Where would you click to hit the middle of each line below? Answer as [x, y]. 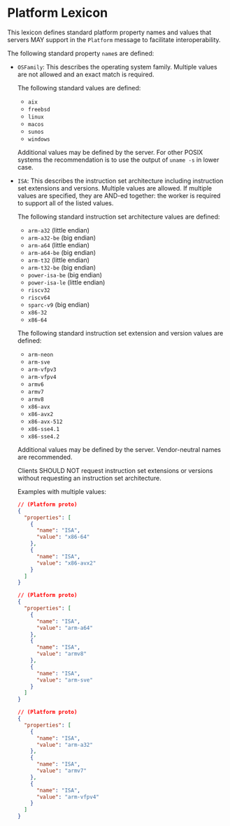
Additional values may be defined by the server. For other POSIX [110, 152]
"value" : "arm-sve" [64, 680]
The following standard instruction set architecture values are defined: [118, 216]
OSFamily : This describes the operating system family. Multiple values [117, 67]
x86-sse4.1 [44, 429]
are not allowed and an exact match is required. [86, 74]
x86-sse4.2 [44, 436]
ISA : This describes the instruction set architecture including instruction [120, 181]
